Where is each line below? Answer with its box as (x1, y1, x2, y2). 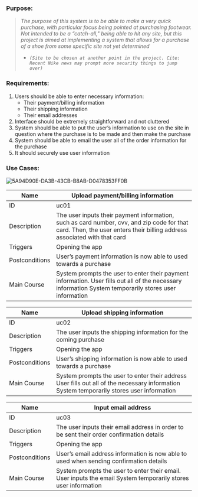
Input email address (94, 403, 151, 411)
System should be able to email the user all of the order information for (14, 137, 187, 144)
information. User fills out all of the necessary (55, 277, 182, 285)
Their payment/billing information (23, 99, 105, 106)
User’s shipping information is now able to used (55, 355, 187, 363)
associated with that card (55, 233, 126, 241)
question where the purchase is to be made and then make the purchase (14, 130, 192, 137)
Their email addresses (23, 111, 78, 119)
